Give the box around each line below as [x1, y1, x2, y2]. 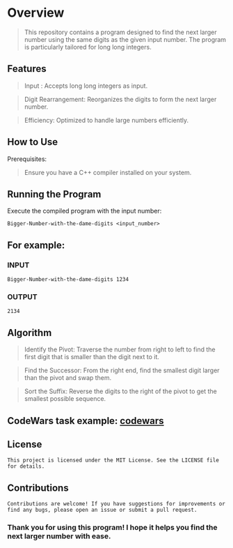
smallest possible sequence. [24, 395, 106, 403]
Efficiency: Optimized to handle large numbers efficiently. [24, 116, 189, 124]
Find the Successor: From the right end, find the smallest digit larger [24, 366, 220, 374]
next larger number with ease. [7, 531, 111, 541]
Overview [7, 5, 65, 21]
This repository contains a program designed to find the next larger [24, 28, 217, 36]
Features [7, 63, 47, 75]
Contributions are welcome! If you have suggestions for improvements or [7, 501, 226, 508]
